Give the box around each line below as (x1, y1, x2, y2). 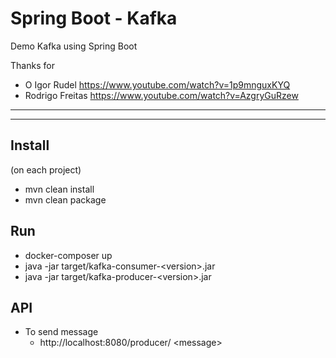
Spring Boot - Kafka (10, 7, 178, 30)
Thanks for (10, 59, 55, 71)
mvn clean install (24, 183, 95, 195)
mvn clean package (24, 193, 107, 206)
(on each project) (10, 163, 82, 176)
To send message (24, 326, 99, 338)
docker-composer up (24, 249, 113, 261)
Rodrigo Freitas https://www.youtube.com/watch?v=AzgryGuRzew (24, 89, 299, 101)
